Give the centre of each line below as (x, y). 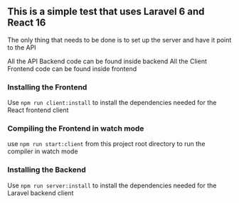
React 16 (27, 23)
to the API (22, 47)
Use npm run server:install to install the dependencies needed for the (112, 185)
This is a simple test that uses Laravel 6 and (106, 12)
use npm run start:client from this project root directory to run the (106, 144)
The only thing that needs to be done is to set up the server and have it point (119, 40)
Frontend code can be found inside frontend (72, 68)
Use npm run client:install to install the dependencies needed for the (112, 103)
